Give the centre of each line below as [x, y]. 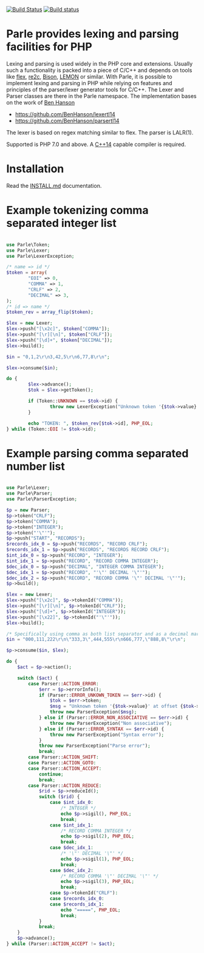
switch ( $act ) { [38, 678]
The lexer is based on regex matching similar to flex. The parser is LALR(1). [100, 132]
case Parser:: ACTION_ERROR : [63, 684]
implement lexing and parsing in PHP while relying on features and [89, 83]
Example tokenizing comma [77, 210]
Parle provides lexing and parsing [93, 34]
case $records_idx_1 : [77, 904]
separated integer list [61, 224]
